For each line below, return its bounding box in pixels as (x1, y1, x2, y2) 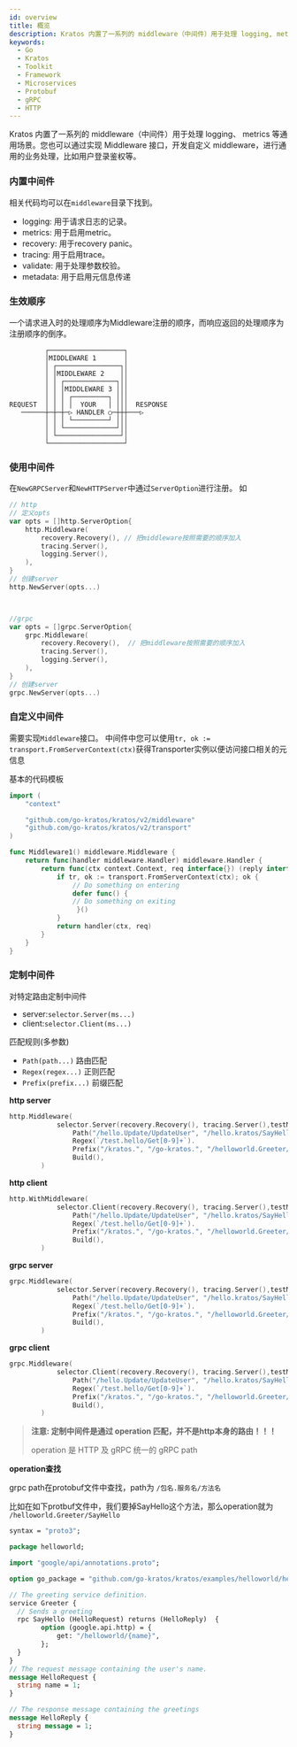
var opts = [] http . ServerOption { (9, 517, 133, 526)
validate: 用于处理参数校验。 (21, 260, 126, 271)
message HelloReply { (9, 1713, 89, 1722)
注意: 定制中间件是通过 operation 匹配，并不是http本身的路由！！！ (30, 1426, 277, 1436)
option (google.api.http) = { (41, 1623, 152, 1633)
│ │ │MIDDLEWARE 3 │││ (44, 384, 128, 394)
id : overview (9, 12, 57, 22)
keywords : (9, 37, 46, 47)
